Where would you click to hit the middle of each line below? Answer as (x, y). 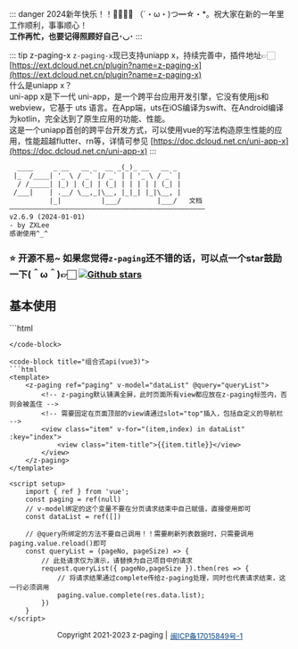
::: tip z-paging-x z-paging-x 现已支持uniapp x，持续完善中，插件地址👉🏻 (142, 55)
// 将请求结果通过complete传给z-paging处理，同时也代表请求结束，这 (171, 578)
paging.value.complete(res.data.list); (131, 595)
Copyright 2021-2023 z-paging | (112, 635)
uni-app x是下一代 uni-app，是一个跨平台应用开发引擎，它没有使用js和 (139, 96)
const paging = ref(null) (74, 499)
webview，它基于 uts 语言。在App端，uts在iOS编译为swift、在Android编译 (146, 107)
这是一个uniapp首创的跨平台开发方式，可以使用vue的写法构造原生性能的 (142, 130)
